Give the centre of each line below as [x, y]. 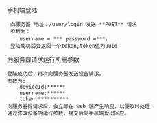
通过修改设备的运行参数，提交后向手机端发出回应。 [69, 113]
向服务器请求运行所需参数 [43, 59]
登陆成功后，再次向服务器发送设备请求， [56, 74]
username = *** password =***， [65, 39]
